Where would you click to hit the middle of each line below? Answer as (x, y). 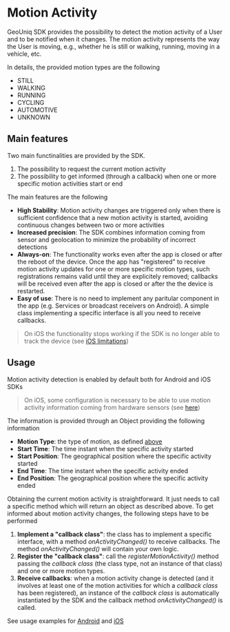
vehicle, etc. (24, 54)
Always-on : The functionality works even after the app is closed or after (119, 254)
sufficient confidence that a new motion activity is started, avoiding (113, 217)
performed (22, 521)
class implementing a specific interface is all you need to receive (109, 313)
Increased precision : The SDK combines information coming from (111, 232)
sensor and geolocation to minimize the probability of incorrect (106, 239)
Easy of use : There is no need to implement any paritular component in (118, 298)
